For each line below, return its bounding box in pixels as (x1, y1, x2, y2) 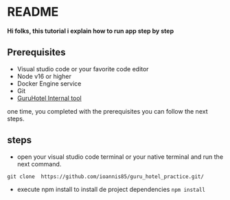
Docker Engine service (16, 79, 82, 88)
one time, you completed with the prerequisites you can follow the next (7, 107, 208, 115)
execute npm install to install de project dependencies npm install (16, 185, 206, 193)
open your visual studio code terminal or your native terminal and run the (16, 152, 224, 161)
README (7, 4, 59, 20)
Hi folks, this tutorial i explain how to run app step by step (7, 27, 174, 35)
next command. (16, 160, 62, 168)
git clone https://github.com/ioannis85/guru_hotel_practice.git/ (7, 173, 205, 180)
